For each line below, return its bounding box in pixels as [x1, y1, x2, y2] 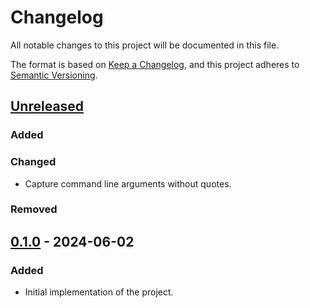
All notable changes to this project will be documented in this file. [10, 39, 280, 51]
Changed [10, 155, 57, 169]
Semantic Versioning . [10, 69, 98, 81]
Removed [10, 202, 58, 216]
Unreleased [10, 98, 85, 115]
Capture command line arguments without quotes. [24, 177, 232, 190]
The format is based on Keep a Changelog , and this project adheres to [10, 58, 300, 70]
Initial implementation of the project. [24, 286, 174, 298]
